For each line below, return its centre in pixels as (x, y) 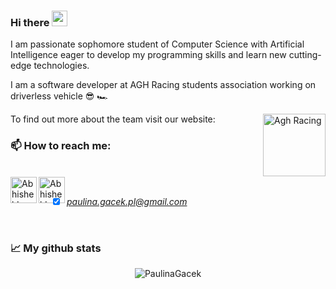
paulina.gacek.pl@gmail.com (127, 201)
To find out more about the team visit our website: (113, 119)
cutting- (305, 55)
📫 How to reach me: (61, 146)
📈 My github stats (56, 248)
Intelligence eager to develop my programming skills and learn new (148, 55)
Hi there (30, 22)
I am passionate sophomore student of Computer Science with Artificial (157, 44)
